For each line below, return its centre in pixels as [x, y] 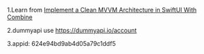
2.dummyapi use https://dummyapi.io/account [72, 30]
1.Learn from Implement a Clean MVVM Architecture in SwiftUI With [102, 10]
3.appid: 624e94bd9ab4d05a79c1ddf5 [61, 43]
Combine [20, 17]
